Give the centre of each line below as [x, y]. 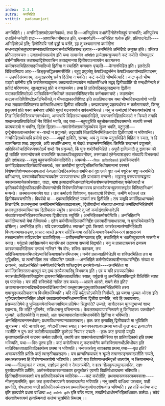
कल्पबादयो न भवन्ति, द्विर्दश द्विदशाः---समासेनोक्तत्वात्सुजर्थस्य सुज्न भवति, [61, 127]
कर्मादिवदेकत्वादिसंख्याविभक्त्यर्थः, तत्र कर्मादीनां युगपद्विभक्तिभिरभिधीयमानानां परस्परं [67, 166]
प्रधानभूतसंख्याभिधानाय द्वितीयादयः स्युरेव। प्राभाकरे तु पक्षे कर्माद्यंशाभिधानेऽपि [62, 210]
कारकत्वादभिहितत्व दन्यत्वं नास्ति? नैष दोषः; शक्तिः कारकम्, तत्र [53, 249]
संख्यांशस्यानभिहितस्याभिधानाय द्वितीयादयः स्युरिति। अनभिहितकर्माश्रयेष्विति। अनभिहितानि [72, 216]
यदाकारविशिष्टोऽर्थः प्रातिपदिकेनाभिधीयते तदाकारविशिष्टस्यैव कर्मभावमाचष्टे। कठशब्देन [69, 94]
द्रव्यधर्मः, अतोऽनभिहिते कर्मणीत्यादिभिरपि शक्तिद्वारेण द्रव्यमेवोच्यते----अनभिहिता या [67, 265]
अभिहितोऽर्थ [14, 44]
